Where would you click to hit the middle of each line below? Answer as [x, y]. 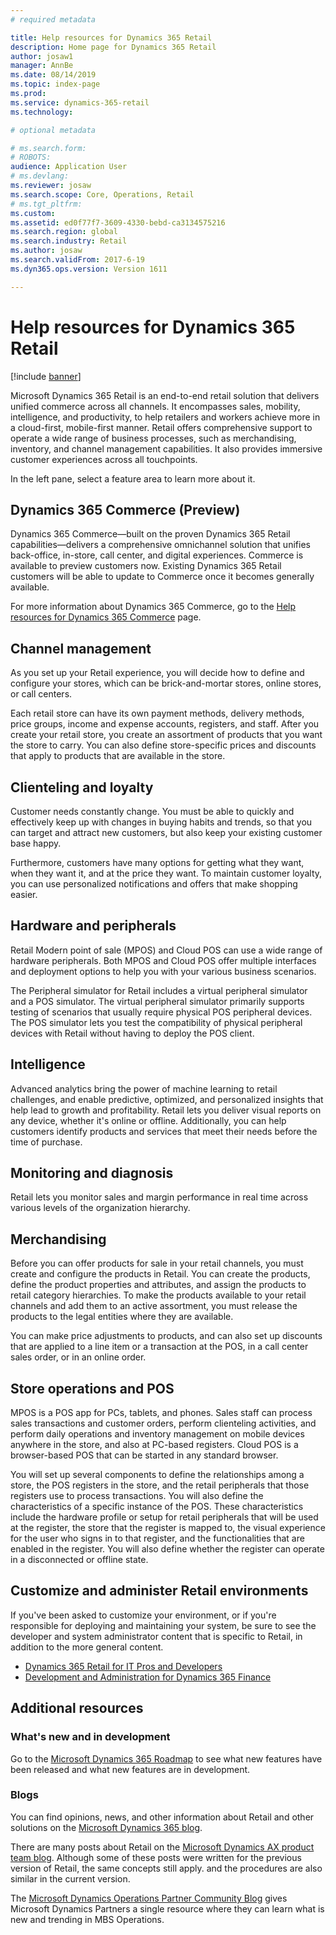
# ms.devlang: [40, 176]
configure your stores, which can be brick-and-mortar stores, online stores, [166, 683]
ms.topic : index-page [55, 84]
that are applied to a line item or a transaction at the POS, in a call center [159, 1347]
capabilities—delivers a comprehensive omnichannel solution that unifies [160, 545]
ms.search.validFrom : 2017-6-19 [77, 260]
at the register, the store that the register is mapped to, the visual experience [168, 1528]
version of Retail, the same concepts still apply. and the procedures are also [166, 1868]
